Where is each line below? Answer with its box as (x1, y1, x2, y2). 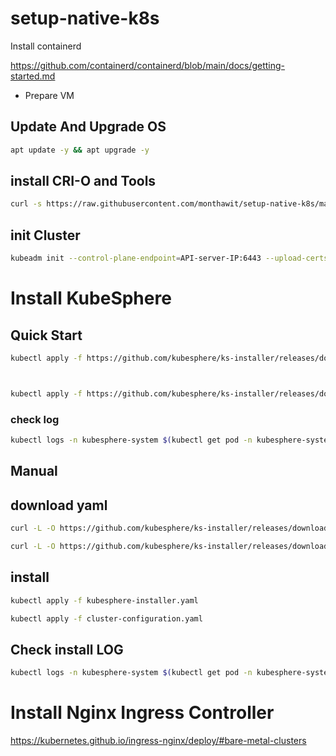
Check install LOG (10, 641, 124, 658)
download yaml (10, 497, 108, 514)
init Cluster (10, 227, 81, 244)
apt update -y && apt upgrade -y (10, 145, 150, 155)
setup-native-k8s (10, 7, 160, 30)
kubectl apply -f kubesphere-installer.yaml (10, 595, 199, 606)
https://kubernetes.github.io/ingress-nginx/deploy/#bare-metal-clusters (10, 735, 307, 747)
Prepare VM (24, 89, 75, 101)
